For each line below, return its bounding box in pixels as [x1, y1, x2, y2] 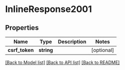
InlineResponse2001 [5, 3, 92, 15]
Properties [5, 23, 39, 32]
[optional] [91, 46, 114, 53]
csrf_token [7, 46, 34, 53]
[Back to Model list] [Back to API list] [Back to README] [5, 59, 120, 65]
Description [57, 38, 86, 45]
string [38, 46, 53, 53]
